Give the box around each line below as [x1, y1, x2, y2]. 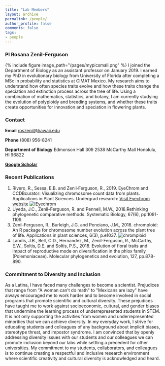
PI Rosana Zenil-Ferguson [5, 51, 68, 58]
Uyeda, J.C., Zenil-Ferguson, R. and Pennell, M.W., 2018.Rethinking [12, 206, 148, 212]
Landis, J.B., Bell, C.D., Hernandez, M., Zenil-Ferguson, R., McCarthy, [12, 237, 153, 243]
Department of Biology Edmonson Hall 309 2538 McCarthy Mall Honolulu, [5, 146, 157, 153]
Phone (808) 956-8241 [5, 137, 52, 143]
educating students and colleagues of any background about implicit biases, [5, 324, 160, 330]
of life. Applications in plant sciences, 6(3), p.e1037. [12, 232, 117, 238]
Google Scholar [5, 161, 38, 168]
